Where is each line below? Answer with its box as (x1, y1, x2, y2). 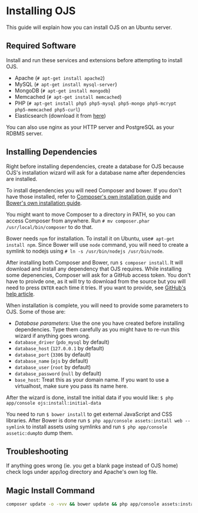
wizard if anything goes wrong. (14, 332, 90, 339)
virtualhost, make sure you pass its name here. (14, 382, 128, 389)
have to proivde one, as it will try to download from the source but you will (6, 278, 186, 285)
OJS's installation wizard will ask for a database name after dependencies (6, 169, 186, 176)
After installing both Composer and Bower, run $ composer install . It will (6, 259, 183, 266)
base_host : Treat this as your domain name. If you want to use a (14, 376, 169, 383)
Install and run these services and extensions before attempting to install (6, 56, 183, 63)
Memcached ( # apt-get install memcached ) (14, 93, 122, 100)
